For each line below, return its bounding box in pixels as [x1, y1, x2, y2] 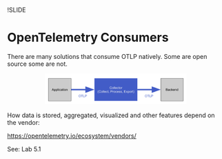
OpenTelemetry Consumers [7, 30, 169, 45]
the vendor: [7, 118, 40, 126]
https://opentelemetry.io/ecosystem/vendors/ [7, 132, 137, 140]
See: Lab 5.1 [7, 145, 41, 153]
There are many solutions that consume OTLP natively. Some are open [7, 52, 208, 60]
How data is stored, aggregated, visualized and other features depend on [7, 111, 215, 119]
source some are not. [7, 60, 68, 68]
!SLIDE [7, 6, 26, 14]
